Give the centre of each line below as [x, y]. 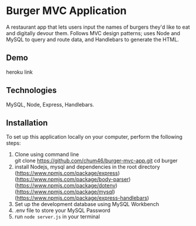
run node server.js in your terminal [57, 217]
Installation [27, 123]
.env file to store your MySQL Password [62, 210]
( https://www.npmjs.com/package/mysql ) [65, 192]
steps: [13, 143]
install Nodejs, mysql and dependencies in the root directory [87, 167]
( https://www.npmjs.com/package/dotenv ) [66, 186]
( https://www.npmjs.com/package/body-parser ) [73, 179]
